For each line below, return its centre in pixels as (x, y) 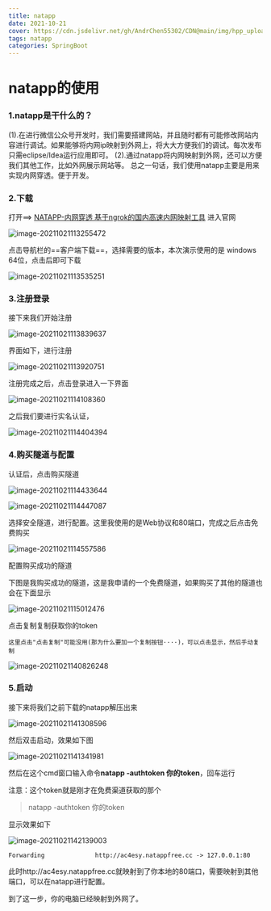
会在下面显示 (29, 592)
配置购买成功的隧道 (40, 565)
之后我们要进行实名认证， (51, 416)
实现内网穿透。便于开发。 (51, 175)
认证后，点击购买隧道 (44, 474)
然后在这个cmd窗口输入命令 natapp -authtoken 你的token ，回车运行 (122, 773)
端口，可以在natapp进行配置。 (59, 881)
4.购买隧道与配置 (42, 455)
